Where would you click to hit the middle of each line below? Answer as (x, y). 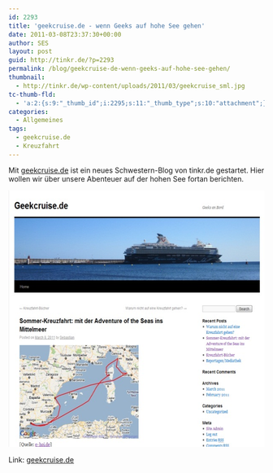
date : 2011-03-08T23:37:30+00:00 (65, 34)
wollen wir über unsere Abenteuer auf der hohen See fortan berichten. (126, 178)
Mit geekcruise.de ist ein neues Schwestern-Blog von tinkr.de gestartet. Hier (136, 170)
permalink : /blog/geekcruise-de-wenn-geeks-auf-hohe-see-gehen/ (119, 69)
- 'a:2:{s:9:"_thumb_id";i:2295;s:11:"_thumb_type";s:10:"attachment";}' (143, 103)
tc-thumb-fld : (32, 94)
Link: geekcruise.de (41, 459)
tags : (17, 129)
